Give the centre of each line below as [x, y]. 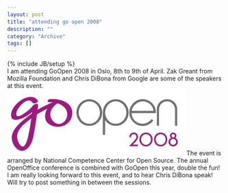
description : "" [30, 29]
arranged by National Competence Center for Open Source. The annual [108, 161]
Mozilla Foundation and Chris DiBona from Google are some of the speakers [114, 78]
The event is [204, 153]
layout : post [26, 14]
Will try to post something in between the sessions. [79, 183]
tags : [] [20, 44]
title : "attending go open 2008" [55, 22]
